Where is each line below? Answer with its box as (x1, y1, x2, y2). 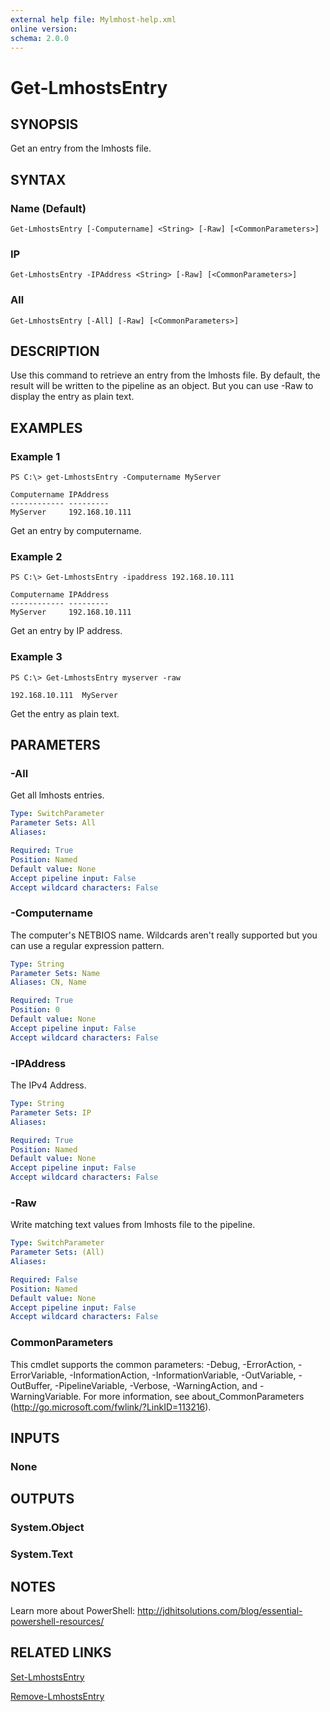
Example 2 (10, 550, 63, 564)
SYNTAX (10, 171, 67, 188)
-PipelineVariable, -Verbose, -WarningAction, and (54, 1379, 258, 1391)
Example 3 (10, 650, 63, 664)
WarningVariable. (10, 1390, 82, 1402)
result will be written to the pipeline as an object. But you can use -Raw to (10, 380, 314, 392)
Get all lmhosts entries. (10, 789, 105, 801)
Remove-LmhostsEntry (10, 1690, 105, 1702)
